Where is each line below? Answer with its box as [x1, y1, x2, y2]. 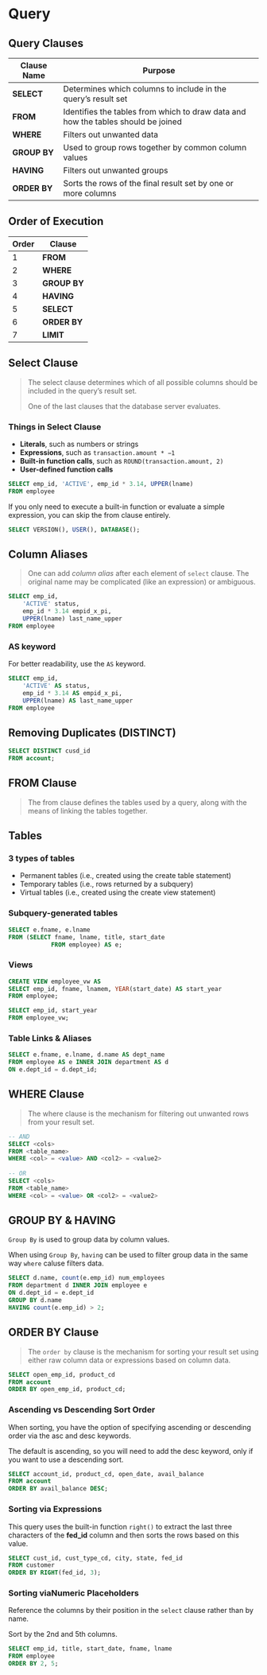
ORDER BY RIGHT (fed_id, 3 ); [8, 1568, 102, 1577]
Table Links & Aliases [8, 1032, 92, 1043]
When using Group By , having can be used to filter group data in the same [8, 1250, 249, 1260]
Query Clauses [8, 37, 83, 50]
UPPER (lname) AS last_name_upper [22, 697, 133, 705]
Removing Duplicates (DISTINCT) [8, 725, 176, 740]
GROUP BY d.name [8, 1296, 62, 1304]
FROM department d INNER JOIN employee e [8, 1281, 148, 1289]
